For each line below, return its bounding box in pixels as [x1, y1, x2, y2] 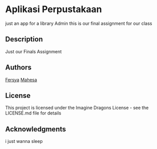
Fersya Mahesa [5, 77, 37, 83]
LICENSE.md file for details [5, 110, 62, 116]
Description [5, 35, 43, 44]
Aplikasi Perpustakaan [5, 4, 102, 15]
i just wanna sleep [5, 138, 43, 144]
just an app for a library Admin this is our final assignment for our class [5, 20, 152, 26]
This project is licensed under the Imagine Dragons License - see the [5, 105, 149, 111]
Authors [5, 63, 32, 72]
